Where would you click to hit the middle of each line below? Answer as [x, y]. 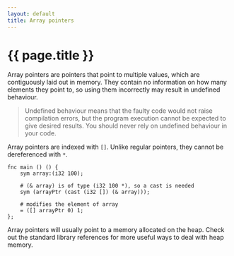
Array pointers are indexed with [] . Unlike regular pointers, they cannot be [116, 147]
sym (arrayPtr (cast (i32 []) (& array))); [85, 192]
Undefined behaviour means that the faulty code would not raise [119, 111]
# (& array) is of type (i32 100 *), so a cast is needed [107, 186]
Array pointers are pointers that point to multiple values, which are [104, 75]
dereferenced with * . [37, 154]
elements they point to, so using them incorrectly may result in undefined [114, 90]
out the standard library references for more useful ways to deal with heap [116, 238]
